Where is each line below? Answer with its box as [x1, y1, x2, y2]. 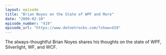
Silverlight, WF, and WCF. [5, 44, 57, 50]
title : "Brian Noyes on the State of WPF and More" [5, 12, 114, 17]
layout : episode [5, 7, 39, 12]
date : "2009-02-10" [5, 16, 46, 21]
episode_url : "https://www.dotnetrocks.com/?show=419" [5, 26, 121, 30]
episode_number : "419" [5, 21, 52, 26]
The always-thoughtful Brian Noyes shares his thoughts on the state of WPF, [5, 39, 162, 45]
